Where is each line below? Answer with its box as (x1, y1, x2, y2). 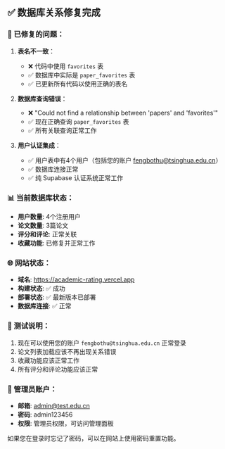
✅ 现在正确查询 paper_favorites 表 (27, 117, 129, 125)
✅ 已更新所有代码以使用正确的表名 (27, 80, 128, 88)
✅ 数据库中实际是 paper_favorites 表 (27, 70, 136, 79)
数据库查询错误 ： (17, 94, 67, 103)
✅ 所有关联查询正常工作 (27, 126, 97, 134)
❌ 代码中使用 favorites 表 (27, 62, 104, 70)
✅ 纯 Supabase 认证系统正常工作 (27, 173, 124, 182)
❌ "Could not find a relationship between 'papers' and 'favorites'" (27, 108, 219, 117)
